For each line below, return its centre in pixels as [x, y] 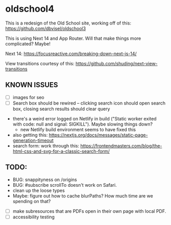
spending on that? [32, 201]
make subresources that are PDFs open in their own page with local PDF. [89, 211]
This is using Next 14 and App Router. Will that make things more [73, 38]
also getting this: [30, 135]
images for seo [28, 97]
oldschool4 [30, 9]
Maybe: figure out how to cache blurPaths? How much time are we [83, 196]
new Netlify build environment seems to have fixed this [78, 129]
